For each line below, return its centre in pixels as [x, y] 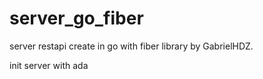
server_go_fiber [76, 18]
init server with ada [49, 65]
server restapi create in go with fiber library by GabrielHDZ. [131, 46]
